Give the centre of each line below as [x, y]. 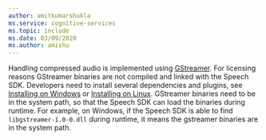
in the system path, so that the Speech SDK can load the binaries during [127, 102]
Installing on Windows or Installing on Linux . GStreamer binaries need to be [132, 94]
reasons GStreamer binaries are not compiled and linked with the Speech [129, 77]
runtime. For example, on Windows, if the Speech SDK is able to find [121, 111]
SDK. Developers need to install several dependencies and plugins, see [125, 86]
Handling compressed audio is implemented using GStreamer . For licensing [132, 68]
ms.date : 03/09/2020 [43, 38]
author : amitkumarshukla [50, 16]
